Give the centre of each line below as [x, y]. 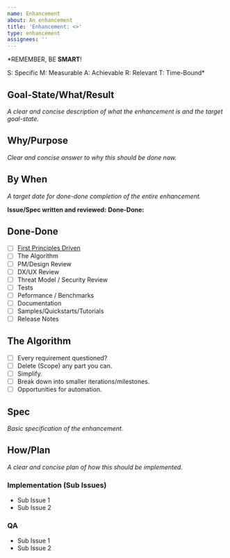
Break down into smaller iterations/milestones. [83, 381]
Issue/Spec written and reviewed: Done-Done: [76, 209]
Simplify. [30, 374]
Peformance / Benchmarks [56, 295]
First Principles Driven [49, 248]
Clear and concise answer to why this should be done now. [92, 157]
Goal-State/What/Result [61, 95]
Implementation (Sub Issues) [57, 485]
